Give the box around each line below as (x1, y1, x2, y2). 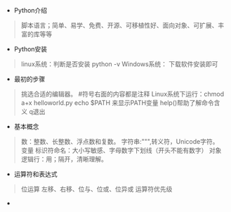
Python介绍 (13, 6, 48, 14)
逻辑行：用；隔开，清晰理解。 (20, 155, 107, 163)
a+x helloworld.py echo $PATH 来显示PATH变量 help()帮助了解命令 (20, 99, 214, 107)
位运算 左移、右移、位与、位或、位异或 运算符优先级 (20, 185, 173, 193)
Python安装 (13, 45, 48, 53)
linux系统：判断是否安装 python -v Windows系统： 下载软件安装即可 (20, 60, 218, 68)
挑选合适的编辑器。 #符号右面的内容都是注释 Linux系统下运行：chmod (20, 90, 225, 98)
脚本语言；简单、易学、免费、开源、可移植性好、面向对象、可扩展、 (20, 21, 218, 30)
